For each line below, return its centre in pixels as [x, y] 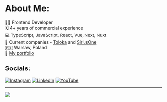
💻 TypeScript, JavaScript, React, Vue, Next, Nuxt [56, 35]
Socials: [18, 69]
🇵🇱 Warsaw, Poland [26, 47]
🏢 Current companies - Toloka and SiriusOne [51, 42]
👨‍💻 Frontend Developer [29, 22]
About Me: [27, 9]
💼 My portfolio [20, 53]
